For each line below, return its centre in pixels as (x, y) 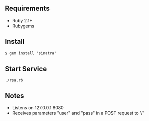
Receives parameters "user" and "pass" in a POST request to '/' (78, 113)
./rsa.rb (14, 80)
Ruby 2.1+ (22, 20)
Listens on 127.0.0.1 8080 (38, 108)
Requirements (27, 8)
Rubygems (23, 26)
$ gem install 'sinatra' (31, 53)
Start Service (26, 69)
